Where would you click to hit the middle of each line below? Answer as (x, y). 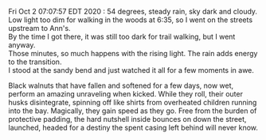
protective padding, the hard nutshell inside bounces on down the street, (127, 119)
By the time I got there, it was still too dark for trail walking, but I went (122, 36)
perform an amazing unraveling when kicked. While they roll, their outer (125, 94)
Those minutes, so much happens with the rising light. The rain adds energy (133, 53)
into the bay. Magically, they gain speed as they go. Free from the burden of (133, 111)
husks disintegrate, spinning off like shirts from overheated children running (133, 102)
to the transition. (35, 62)
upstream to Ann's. (39, 28)
